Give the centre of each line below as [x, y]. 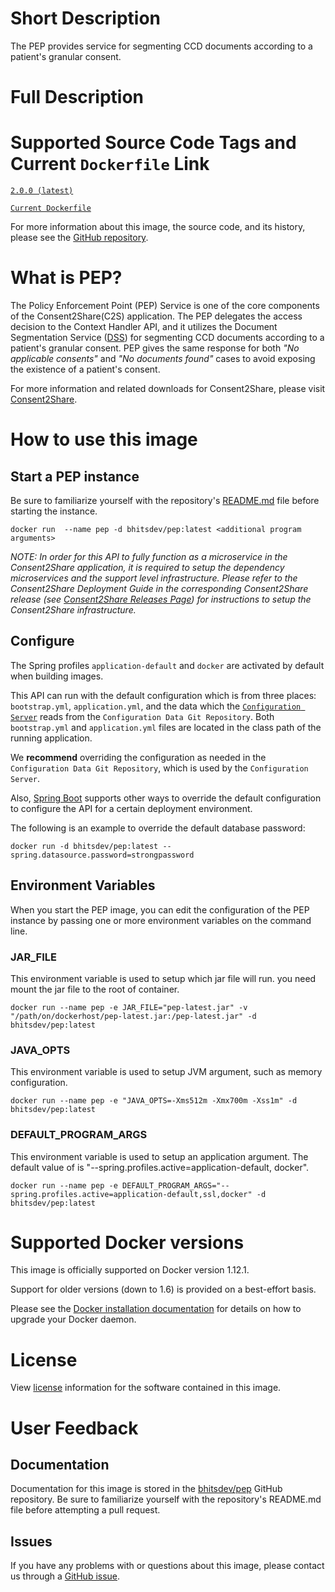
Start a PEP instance [75, 476]
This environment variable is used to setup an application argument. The [159, 1156]
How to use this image [104, 439]
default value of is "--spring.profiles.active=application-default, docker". [160, 1167]
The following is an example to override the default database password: [158, 828]
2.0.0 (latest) [42, 191]
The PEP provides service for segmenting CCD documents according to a [161, 46]
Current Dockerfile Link [110, 164]
